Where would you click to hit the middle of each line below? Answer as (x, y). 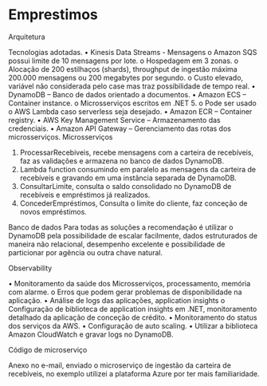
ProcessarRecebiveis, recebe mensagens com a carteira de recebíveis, (136, 152)
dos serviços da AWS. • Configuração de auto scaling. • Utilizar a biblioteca (133, 325)
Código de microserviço (48, 349)
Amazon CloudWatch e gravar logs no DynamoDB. (91, 334)
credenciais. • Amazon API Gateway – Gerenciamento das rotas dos (120, 128)
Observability (30, 268)
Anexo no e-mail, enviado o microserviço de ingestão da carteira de (120, 365)
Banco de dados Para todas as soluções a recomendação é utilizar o (121, 227)
